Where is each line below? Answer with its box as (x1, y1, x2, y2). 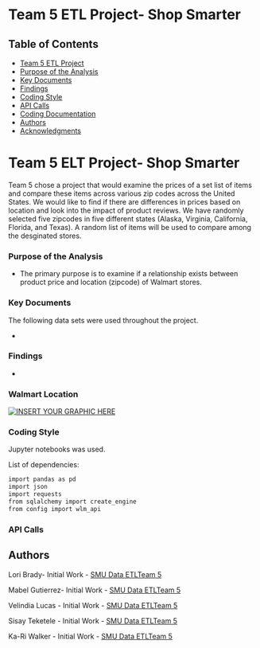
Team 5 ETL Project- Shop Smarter (8, 6, 241, 24)
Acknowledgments (19, 126, 82, 135)
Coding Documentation (19, 109, 96, 119)
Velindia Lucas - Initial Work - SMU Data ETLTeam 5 (8, 600, 178, 610)
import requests (8, 490, 62, 498)
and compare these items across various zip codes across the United (8, 189, 235, 198)
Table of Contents (8, 37, 99, 51)
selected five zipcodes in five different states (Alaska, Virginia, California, (8, 213, 248, 224)
